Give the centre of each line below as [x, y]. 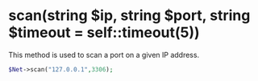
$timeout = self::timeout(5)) [104, 32]
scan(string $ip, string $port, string [129, 16]
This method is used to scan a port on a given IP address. [104, 55]
